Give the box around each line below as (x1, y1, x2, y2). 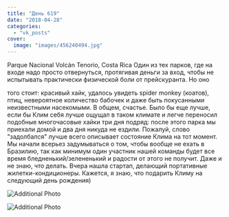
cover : (7, 36, 26, 43)
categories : (7, 23, 41, 30)
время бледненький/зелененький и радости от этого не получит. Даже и (7, 155, 222, 162)
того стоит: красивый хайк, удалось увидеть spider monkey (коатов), (7, 89, 210, 97)
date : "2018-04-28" (7, 16, 63, 23)
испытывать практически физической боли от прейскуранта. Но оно (7, 76, 210, 83)
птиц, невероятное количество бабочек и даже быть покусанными (7, 96, 205, 104)
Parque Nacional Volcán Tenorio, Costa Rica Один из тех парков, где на (7, 61, 213, 69)
